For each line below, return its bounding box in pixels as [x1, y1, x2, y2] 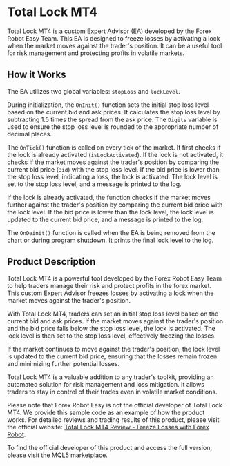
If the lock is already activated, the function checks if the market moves [7, 193, 211, 201]
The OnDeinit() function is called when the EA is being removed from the [7, 228, 215, 236]
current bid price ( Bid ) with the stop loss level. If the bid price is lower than [7, 165, 220, 173]
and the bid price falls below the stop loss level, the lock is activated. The [7, 324, 215, 332]
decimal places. [7, 130, 52, 138]
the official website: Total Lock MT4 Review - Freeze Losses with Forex [7, 423, 209, 431]
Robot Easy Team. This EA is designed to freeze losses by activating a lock [7, 34, 220, 42]
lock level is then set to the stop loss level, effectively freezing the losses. [7, 332, 216, 340]
